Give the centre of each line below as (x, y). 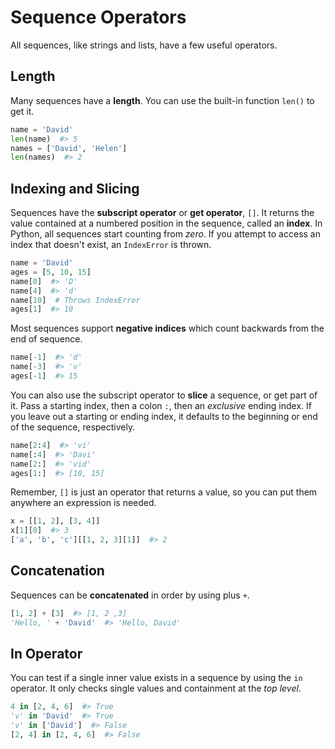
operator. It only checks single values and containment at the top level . (156, 688)
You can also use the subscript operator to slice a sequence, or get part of (164, 395)
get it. (22, 111)
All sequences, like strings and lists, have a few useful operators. (144, 45)
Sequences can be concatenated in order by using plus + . (130, 595)
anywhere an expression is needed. (83, 503)
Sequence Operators (98, 17)
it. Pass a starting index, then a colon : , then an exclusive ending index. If (161, 405)
